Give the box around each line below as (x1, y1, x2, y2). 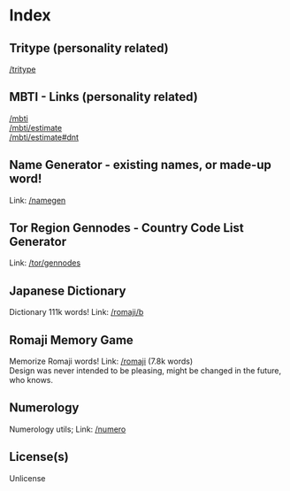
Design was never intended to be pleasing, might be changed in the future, (9, 365, 282, 376)
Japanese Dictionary (9, 283, 126, 298)
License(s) (9, 449, 69, 464)
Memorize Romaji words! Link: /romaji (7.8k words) (9, 356, 194, 367)
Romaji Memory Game (9, 333, 134, 348)
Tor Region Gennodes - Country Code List (9, 220, 245, 235)
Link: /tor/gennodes (9, 257, 81, 268)
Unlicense (9, 472, 46, 483)
